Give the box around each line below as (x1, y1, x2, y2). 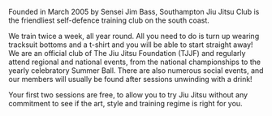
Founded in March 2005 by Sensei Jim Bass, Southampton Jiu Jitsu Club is (8, 7, 260, 16)
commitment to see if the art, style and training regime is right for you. (8, 99, 243, 108)
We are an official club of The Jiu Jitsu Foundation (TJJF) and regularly (8, 49, 246, 58)
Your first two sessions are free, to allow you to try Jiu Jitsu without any (8, 90, 248, 100)
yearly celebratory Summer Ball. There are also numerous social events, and (8, 66, 264, 75)
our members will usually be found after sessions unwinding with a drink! (8, 75, 253, 84)
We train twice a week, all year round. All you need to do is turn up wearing (8, 32, 260, 41)
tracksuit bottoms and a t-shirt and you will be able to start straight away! (8, 40, 253, 49)
